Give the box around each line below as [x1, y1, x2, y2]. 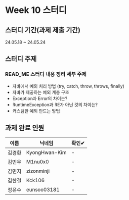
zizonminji [26, 167, 50, 174]
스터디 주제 [5, 55, 37, 63]
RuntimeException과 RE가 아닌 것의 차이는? [12, 101, 98, 107]
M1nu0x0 [26, 158, 49, 165]
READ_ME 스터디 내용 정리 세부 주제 [5, 71, 86, 78]
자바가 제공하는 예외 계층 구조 [12, 89, 69, 95]
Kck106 [26, 177, 45, 184]
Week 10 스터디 [5, 4, 67, 16]
